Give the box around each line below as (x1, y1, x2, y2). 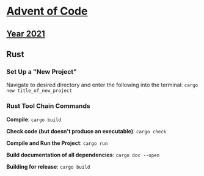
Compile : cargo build (6, 116, 62, 123)
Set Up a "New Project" (6, 67, 78, 76)
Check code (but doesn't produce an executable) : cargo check (6, 127, 167, 135)
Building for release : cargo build (6, 163, 90, 170)
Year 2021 (6, 29, 46, 39)
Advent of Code (6, 4, 88, 18)
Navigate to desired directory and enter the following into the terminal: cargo (6, 81, 199, 89)
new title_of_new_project (6, 88, 72, 94)
